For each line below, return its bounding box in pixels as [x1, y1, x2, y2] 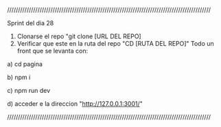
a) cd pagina [7, 60, 43, 68]
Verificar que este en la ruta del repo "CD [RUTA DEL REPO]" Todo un [16, 40, 214, 47]
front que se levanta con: [16, 47, 88, 55]
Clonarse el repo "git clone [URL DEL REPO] [16, 32, 142, 40]
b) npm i [7, 73, 31, 81]
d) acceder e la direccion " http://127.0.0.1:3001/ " [7, 100, 143, 108]
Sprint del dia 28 [7, 19, 54, 27]
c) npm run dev [7, 87, 51, 94]
